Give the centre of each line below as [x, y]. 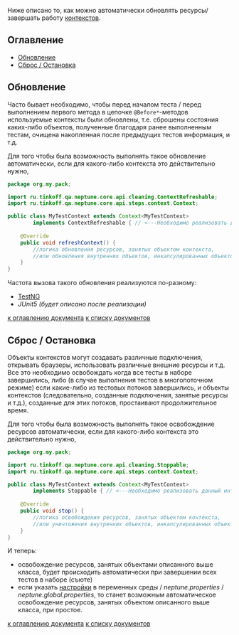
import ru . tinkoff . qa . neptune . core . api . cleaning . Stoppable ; [99, 465]
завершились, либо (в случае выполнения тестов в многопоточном [110, 380]
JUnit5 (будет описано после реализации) [82, 304]
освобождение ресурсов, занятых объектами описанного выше [115, 565]
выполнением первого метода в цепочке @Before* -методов [98, 112]
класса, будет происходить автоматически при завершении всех [117, 572]
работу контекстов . [71, 18]
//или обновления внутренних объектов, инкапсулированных [121, 256]
